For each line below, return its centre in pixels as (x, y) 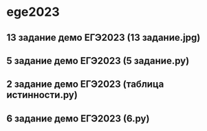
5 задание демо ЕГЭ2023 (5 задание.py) (98, 60)
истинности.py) (42, 95)
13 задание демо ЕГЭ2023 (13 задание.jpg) (103, 38)
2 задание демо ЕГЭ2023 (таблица (85, 84)
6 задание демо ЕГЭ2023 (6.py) (78, 118)
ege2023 (33, 12)
